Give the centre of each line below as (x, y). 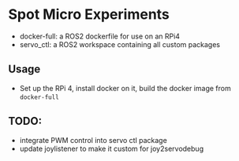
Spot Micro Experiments (89, 15)
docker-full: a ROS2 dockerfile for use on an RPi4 (99, 36)
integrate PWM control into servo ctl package (93, 140)
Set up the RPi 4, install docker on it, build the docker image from (125, 88)
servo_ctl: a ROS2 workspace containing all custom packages (120, 44)
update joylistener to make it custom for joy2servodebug (111, 148)
